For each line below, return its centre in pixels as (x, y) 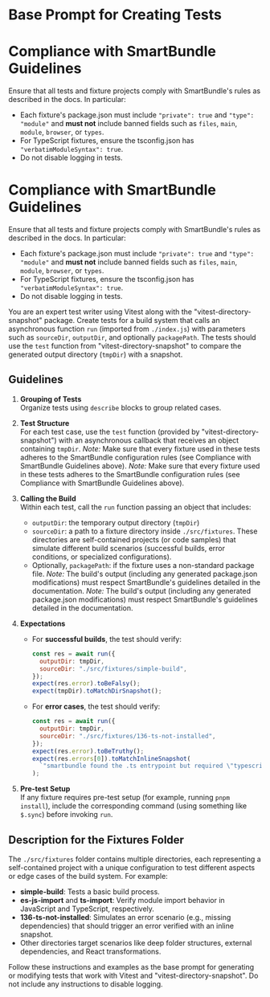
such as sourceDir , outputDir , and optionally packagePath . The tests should (132, 337)
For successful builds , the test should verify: (107, 639)
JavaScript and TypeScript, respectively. (87, 909)
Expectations (43, 623)
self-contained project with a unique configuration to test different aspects (132, 867)
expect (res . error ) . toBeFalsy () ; (86, 684)
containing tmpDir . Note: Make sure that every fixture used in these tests (140, 448)
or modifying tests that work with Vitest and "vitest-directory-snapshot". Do (133, 975)
